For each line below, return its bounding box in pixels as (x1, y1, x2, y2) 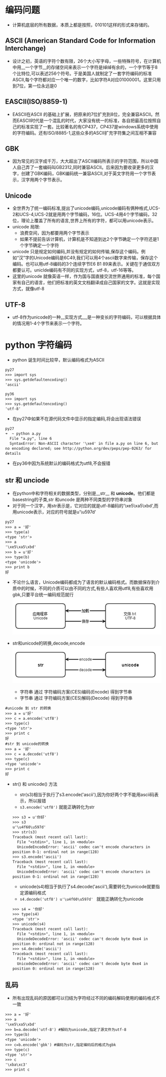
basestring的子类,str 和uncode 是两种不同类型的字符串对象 (12, 496, 133, 502)
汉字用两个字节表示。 (21, 177, 65, 183)
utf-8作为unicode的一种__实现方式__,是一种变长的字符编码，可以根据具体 (12, 314, 161, 320)
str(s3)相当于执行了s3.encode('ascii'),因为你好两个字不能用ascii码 (19, 791, 155, 798)
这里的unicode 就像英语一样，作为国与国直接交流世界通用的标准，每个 (12, 273, 156, 279)
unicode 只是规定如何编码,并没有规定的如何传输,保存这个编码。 (12, 249, 141, 255)
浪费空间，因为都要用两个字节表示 (19, 230, 90, 236)
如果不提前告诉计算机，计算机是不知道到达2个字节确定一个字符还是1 (19, 236, 159, 242)
